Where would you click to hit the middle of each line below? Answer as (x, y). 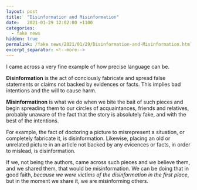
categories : (21, 28)
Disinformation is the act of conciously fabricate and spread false (86, 78)
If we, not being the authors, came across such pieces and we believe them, (98, 162)
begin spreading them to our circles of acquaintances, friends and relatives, (98, 108)
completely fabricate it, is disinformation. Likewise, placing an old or (88, 138)
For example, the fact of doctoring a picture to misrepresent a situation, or (95, 132)
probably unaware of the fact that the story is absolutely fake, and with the (96, 114)
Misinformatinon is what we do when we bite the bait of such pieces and (95, 102)
